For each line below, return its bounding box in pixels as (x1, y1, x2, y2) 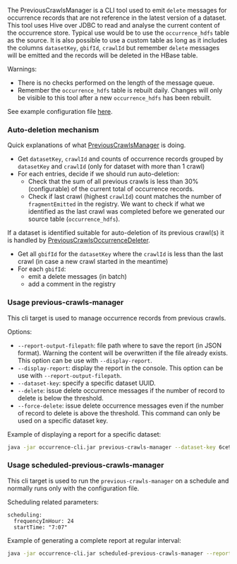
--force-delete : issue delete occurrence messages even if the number (17, 401, 224, 410)
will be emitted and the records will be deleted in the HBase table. (7, 51, 198, 59)
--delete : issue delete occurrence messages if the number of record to (17, 386, 226, 395)
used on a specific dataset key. (17, 416, 109, 425)
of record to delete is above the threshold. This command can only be (17, 408, 221, 417)
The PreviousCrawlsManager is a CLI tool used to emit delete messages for (7, 6, 227, 14)
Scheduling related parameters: (7, 497, 99, 506)
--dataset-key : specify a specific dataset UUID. (17, 379, 157, 387)
